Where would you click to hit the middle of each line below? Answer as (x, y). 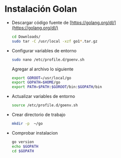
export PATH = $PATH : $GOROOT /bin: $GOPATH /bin (57, 87)
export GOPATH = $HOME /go (36, 82)
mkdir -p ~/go (27, 124)
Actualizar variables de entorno (43, 96)
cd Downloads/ (26, 37)
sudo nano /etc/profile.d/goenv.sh (48, 60)
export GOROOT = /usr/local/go (41, 78)
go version (23, 142)
